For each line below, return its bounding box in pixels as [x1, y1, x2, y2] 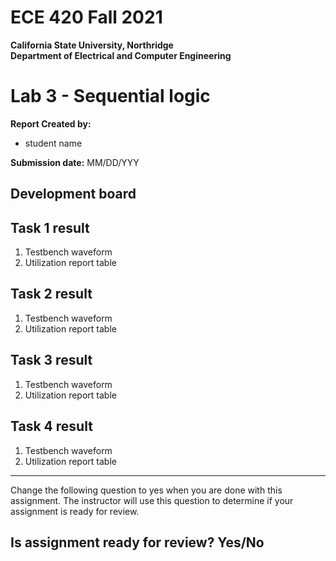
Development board [10, 186, 137, 203]
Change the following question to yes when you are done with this [10, 484, 283, 496]
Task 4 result [10, 418, 93, 435]
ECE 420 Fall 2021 [10, 6, 163, 29]
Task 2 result [10, 286, 93, 303]
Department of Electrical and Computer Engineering [10, 49, 232, 61]
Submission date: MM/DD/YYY [10, 156, 140, 168]
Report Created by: [10, 117, 92, 130]
